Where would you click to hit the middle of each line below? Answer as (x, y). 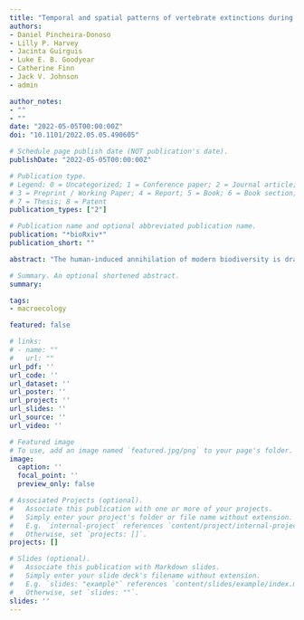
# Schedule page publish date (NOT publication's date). (119, 152)
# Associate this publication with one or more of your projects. (141, 509)
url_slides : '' (38, 409)
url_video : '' (36, 425)
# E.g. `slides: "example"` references (89, 584)
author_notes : (36, 101)
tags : (19, 300)
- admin (24, 85)
